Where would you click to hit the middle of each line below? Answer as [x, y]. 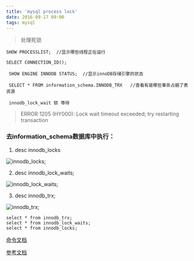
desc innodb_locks [37, 150]
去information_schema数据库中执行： [60, 137]
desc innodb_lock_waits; [45, 173]
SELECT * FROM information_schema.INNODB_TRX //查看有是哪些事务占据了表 [98, 85]
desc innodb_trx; [35, 196]
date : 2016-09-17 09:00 [35, 17]
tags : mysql [21, 22]
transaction [34, 120]
